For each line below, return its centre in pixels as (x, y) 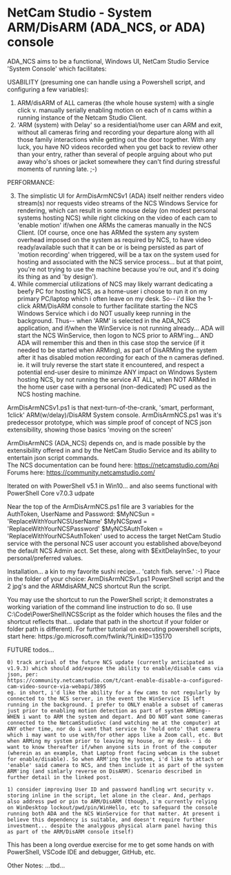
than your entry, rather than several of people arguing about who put (114, 154)
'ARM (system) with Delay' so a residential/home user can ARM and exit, (120, 125)
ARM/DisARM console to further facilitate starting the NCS (115, 306)
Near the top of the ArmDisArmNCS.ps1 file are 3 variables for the (101, 506)
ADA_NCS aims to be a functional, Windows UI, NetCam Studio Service (108, 61)
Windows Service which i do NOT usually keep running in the (104, 313)
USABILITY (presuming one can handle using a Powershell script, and (106, 82)
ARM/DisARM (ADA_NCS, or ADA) (106, 27)
